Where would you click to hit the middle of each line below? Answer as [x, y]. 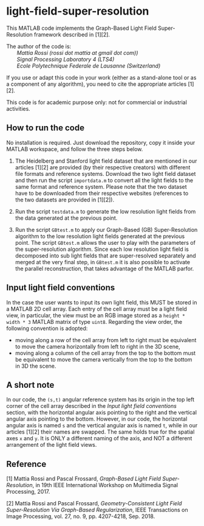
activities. [18, 108]
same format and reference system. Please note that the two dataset [101, 186]
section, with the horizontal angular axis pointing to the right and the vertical [102, 413]
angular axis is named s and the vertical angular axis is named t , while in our [102, 426]
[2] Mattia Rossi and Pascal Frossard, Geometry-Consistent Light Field [94, 503]
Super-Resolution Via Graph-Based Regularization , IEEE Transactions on [97, 510]
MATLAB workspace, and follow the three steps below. [75, 149]
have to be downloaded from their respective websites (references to [102, 193]
